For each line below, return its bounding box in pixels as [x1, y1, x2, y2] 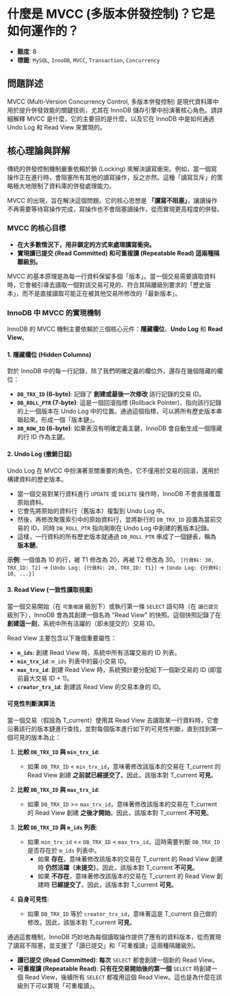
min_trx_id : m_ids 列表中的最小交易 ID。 [16, 657, 130, 665]
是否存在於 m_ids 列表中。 [27, 846, 101, 854]
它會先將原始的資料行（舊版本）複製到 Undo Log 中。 [16, 506, 169, 514]
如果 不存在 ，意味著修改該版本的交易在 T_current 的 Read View [37, 871, 216, 880]
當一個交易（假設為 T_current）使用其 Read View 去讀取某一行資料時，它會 [7, 716, 219, 724]
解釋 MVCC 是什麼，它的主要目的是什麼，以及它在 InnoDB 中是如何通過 [12, 114, 214, 123]
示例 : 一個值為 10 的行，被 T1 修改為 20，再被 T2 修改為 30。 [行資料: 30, [7, 556, 214, 564]
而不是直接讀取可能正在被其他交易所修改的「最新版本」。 [21, 289, 181, 297]
